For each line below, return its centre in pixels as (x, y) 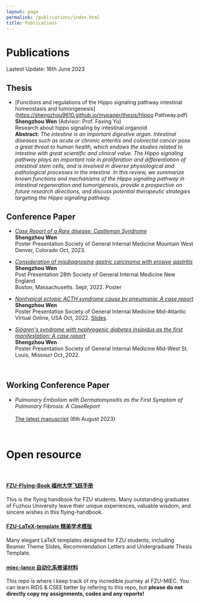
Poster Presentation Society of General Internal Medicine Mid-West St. (101, 349)
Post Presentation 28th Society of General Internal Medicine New (95, 274)
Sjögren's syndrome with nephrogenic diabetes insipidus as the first (99, 329)
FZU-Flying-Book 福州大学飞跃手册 (50, 486)
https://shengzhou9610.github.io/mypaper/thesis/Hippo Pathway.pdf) (102, 115)
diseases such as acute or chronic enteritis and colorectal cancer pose (103, 141)
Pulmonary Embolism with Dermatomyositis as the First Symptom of (99, 399)
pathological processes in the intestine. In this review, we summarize (99, 172)
